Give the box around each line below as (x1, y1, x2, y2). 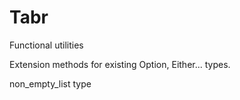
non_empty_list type (9, 77, 92, 90)
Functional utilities (9, 39, 84, 51)
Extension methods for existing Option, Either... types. (9, 58, 231, 70)
